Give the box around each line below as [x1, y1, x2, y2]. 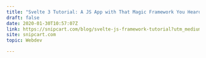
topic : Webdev [6, 37, 43, 43]
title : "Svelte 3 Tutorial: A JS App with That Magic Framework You [6, 9, 185, 15]
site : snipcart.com [6, 32, 56, 38]
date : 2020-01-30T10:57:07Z [6, 20, 78, 26]
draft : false [6, 15, 40, 21]
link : [6, 26, 20, 32]
